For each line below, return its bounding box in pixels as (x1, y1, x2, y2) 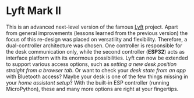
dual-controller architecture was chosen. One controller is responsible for (6, 42, 182, 49)
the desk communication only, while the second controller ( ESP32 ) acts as (6, 48, 185, 55)
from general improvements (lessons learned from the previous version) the (6, 29, 188, 36)
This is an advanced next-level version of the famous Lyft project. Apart (6, 23, 178, 30)
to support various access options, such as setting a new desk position (6, 60, 177, 68)
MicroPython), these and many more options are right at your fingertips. (6, 85, 179, 92)
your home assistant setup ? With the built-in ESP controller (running (6, 79, 170, 86)
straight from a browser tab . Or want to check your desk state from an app (6, 66, 186, 73)
